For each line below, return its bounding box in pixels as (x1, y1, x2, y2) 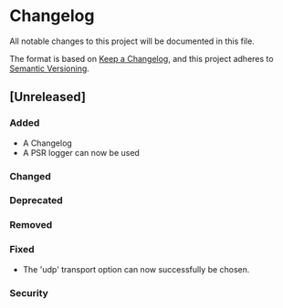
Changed (9, 169, 52, 182)
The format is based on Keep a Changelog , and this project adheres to (9, 53, 274, 64)
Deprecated (9, 194, 64, 207)
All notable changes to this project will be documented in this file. (9, 36, 256, 46)
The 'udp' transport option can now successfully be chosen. (22, 263, 250, 274)
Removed (9, 219, 53, 231)
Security (9, 286, 48, 299)
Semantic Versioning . (9, 63, 89, 74)
